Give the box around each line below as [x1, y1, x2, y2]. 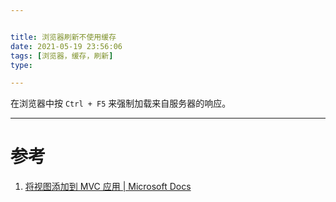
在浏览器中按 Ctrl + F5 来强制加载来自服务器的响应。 [10, 97, 232, 110]
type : [10, 60, 33, 70]
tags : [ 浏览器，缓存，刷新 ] [10, 51, 114, 61]
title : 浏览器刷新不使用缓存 [10, 32, 117, 42]
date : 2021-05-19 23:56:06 [10, 41, 123, 51]
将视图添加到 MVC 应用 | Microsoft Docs [24, 181, 192, 193]
